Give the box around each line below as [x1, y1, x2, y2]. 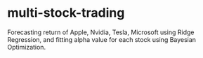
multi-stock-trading [7, 5, 125, 21]
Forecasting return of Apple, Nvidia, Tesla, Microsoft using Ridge [7, 28, 195, 36]
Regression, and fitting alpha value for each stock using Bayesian [7, 35, 197, 43]
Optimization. [7, 43, 46, 51]
